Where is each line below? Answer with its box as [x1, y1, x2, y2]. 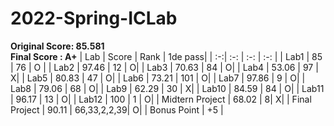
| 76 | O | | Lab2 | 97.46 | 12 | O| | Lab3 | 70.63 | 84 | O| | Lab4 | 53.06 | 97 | [10, 61, 319, 73]
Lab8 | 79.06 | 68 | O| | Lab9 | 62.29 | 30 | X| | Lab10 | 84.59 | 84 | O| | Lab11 [10, 82, 325, 94]
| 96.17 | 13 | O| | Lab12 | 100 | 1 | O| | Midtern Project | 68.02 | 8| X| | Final [10, 93, 312, 105]
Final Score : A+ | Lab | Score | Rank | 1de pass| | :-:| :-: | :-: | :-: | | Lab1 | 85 [10, 50, 323, 62]
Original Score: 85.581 [10, 40, 105, 52]
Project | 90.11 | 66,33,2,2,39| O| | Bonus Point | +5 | [10, 103, 224, 116]
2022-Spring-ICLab [10, 7, 178, 30]
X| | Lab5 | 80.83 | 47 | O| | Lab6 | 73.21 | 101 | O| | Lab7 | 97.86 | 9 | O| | [10, 72, 306, 84]
